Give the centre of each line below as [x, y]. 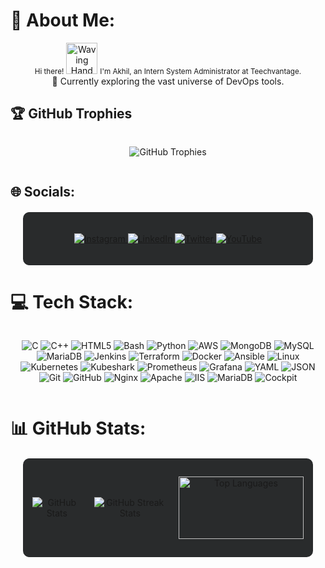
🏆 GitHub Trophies [71, 114]
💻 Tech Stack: [72, 302]
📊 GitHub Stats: [78, 428]
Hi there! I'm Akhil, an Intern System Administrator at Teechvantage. [168, 71]
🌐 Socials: [43, 192]
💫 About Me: [63, 20]
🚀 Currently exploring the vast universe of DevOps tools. [168, 81]
